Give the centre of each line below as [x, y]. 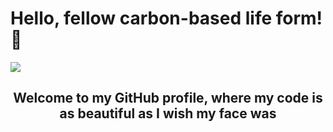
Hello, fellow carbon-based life [141, 18]
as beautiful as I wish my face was [168, 113]
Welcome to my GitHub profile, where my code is [168, 98]
